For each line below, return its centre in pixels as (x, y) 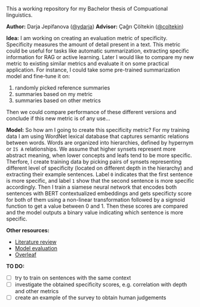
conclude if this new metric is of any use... (58, 118)
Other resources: (28, 230)
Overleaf (26, 254)
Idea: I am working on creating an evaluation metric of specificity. (87, 38)
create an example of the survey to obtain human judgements (90, 297)
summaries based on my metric (54, 94)
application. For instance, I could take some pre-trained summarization (93, 70)
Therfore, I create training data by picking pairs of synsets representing (94, 162)
